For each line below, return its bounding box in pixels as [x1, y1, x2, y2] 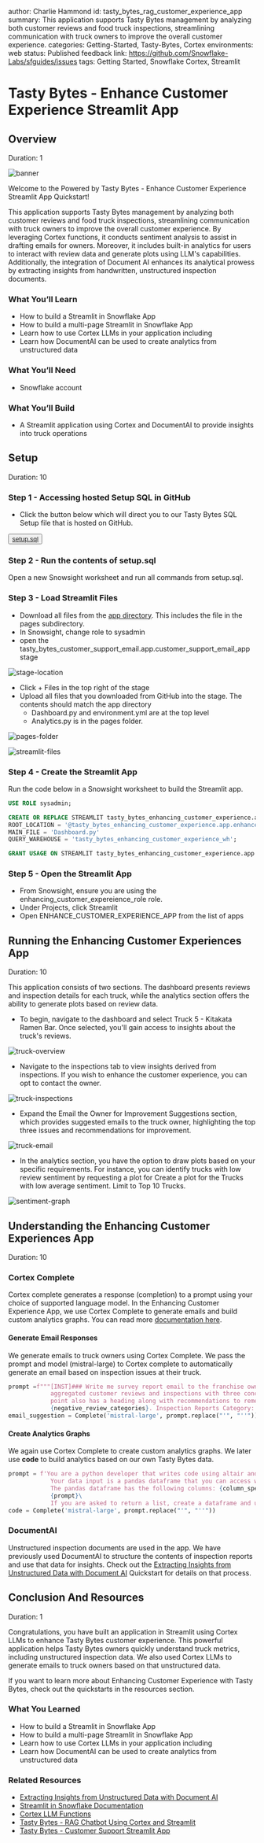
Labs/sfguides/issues [8, 57, 78, 66]
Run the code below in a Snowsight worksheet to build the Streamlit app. [8, 784, 244, 793]
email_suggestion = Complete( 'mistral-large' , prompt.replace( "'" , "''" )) [8, 1412, 258, 1420]
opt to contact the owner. [19, 1078, 102, 1088]
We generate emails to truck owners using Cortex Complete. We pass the [8, 1350, 246, 1360]
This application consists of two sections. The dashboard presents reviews [8, 983, 251, 992]
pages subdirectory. [19, 619, 85, 628]
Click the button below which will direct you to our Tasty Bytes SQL [19, 510, 237, 519]
